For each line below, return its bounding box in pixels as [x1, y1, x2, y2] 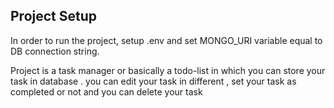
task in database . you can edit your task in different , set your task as [10, 75, 297, 87]
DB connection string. [10, 45, 100, 57]
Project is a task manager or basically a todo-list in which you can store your [10, 64, 326, 76]
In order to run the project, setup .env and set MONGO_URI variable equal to [10, 34, 323, 46]
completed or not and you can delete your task [10, 85, 203, 98]
